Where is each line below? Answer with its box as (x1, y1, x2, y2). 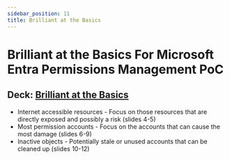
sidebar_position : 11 (7, 10, 70, 17)
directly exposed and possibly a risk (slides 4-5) (17, 115, 156, 123)
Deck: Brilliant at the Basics (7, 89, 129, 101)
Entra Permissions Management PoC (7, 61, 224, 77)
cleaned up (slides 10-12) (17, 144, 90, 153)
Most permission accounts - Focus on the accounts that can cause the (17, 122, 221, 131)
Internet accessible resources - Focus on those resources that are (17, 107, 208, 115)
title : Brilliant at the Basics (7, 17, 101, 24)
